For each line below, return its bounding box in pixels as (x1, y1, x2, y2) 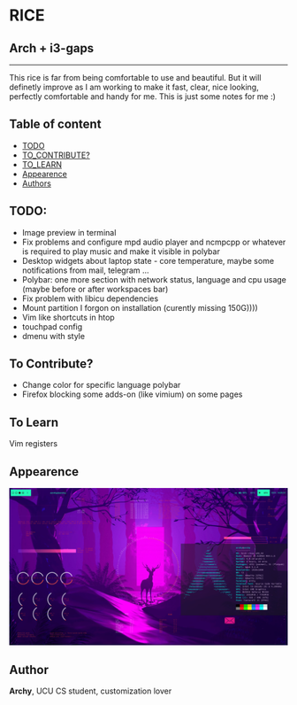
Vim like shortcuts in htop (21, 312, 115, 322)
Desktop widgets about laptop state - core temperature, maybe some (21, 255, 275, 266)
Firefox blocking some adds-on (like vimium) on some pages (21, 389, 243, 399)
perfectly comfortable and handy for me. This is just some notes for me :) (9, 91, 277, 102)
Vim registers (9, 438, 58, 449)
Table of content (9, 117, 102, 132)
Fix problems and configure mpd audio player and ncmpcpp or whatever (21, 236, 286, 247)
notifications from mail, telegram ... (21, 265, 149, 275)
